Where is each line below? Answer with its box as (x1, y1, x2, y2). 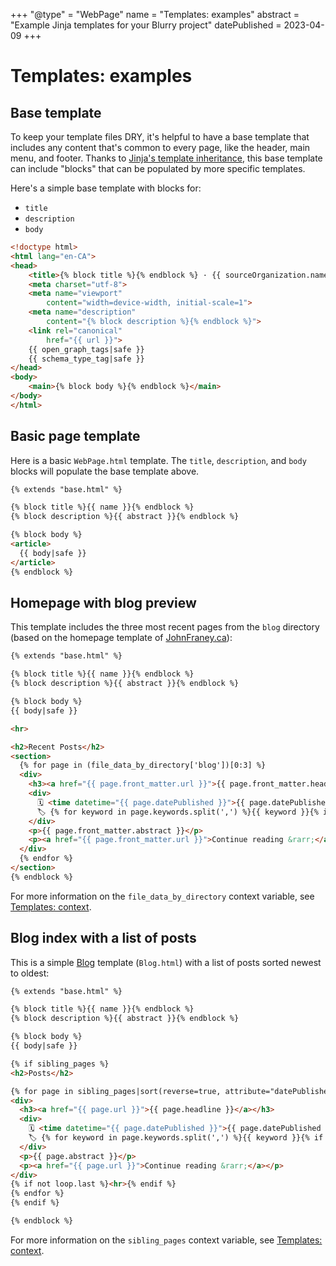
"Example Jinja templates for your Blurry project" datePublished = (10, 19, 282, 31)
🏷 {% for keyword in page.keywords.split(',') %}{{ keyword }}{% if (28, 1133, 324, 1143)
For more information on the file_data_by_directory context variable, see (10, 890, 315, 902)
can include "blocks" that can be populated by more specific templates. (10, 163, 306, 174)
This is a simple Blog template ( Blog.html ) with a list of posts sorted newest (10, 956, 322, 968)
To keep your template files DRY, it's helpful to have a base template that (10, 131, 310, 143)
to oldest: (10, 967, 50, 979)
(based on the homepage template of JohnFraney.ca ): (10, 632, 233, 644)
